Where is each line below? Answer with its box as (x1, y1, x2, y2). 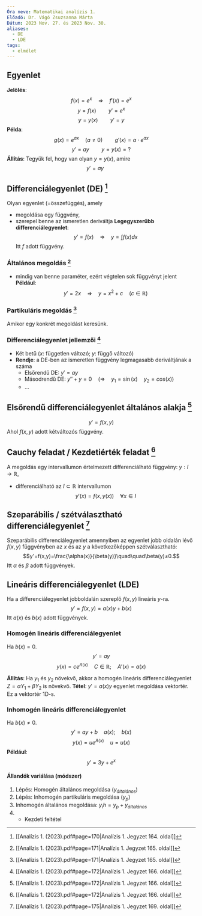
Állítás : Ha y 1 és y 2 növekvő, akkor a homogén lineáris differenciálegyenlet (7, 675, 192, 683)
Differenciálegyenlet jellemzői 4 (7, 335, 101, 345)
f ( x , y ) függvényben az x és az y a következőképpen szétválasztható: (7, 543, 177, 550)
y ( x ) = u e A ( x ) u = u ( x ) (72, 738, 131, 746)
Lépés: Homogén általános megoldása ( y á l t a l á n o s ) (15, 785, 138, 795)
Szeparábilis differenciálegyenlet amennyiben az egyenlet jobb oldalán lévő (7, 536, 193, 544)
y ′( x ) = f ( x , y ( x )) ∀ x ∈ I (75, 492, 137, 499)
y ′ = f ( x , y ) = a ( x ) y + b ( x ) (70, 605, 132, 612)
